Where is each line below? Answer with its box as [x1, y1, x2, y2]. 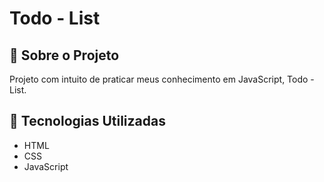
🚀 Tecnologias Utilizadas [9, 113, 166, 130]
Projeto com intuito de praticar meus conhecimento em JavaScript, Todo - [9, 73, 315, 85]
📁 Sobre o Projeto [9, 47, 120, 64]
